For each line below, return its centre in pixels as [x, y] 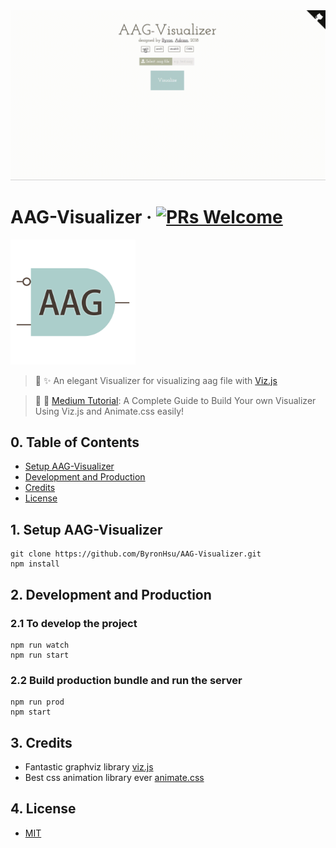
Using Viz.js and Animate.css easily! [109, 411]
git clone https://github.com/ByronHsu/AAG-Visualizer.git [136, 554]
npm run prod [37, 702]
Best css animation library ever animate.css [114, 778]
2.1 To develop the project [74, 623]
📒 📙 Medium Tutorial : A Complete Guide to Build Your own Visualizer [175, 400]
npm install [35, 564]
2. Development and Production [111, 594]
